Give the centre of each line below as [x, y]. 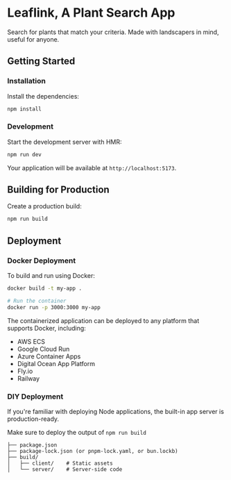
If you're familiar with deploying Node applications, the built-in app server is [115, 411]
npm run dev [24, 154]
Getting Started [41, 61]
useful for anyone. [33, 39]
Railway [28, 378]
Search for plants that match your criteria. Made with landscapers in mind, [113, 32]
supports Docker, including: [47, 328]
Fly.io [25, 371]
